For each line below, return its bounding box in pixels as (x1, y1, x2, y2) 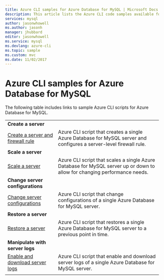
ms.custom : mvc (5, 52, 36, 58)
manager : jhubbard (5, 30, 42, 35)
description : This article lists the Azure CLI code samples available (5, 12, 154, 17)
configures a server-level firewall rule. (58, 141, 146, 148)
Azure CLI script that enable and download (58, 253, 156, 260)
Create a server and (7, 132, 53, 139)
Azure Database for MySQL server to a (58, 225, 147, 232)
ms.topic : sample (5, 48, 41, 53)
